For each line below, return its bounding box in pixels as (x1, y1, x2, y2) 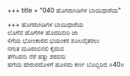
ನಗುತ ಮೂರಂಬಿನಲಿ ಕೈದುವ (7, 44, 64, 53)
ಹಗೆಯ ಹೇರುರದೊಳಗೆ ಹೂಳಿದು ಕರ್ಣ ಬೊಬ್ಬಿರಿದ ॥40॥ (7, 60, 125, 68)
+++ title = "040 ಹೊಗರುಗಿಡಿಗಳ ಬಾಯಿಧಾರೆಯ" (7, 6, 122, 14)
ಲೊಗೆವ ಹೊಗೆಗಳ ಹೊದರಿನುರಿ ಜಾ (7, 28, 78, 36)
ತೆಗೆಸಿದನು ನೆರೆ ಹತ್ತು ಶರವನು (7, 53, 66, 60)
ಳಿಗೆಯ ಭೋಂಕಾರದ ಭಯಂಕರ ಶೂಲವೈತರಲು (7, 36, 100, 45)
